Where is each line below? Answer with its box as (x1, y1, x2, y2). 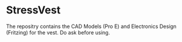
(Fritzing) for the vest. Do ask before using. (6, 29, 110, 36)
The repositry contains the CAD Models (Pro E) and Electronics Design (6, 23, 177, 30)
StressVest (6, 3, 60, 17)
